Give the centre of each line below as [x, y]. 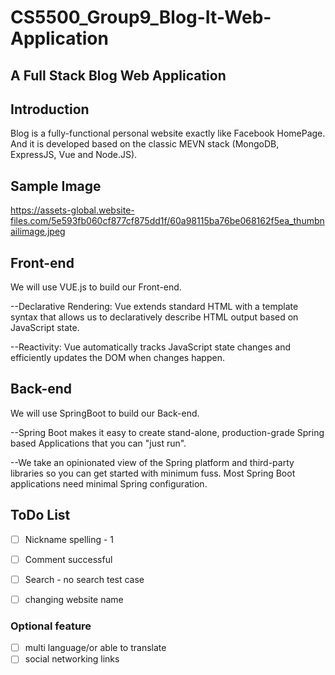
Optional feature [51, 626]
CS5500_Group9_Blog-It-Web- [141, 17]
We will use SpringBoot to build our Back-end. [105, 413]
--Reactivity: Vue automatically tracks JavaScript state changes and [151, 347]
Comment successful [68, 559]
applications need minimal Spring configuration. [109, 483]
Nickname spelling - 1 [69, 539]
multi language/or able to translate [95, 648]
